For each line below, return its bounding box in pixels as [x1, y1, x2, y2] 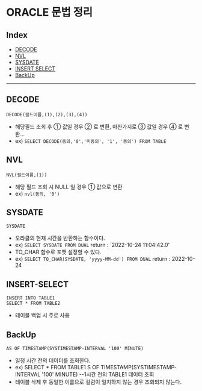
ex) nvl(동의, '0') [14, 190, 60, 197]
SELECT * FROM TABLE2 [6, 301, 61, 307]
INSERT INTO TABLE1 [6, 295, 55, 301]
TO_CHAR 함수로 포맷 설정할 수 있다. [14, 248, 102, 256]
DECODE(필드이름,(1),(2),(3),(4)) [6, 111, 88, 117]
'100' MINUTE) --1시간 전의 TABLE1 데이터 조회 [41, 371, 155, 378]
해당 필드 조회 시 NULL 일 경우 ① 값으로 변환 [14, 183, 123, 190]
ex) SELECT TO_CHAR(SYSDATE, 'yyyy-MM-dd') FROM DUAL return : [14, 255, 171, 263]
